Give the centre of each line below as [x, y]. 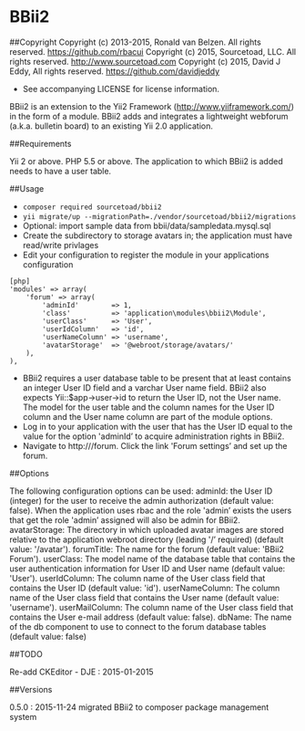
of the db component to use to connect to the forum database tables [138, 626]
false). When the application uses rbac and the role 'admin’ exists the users [151, 510]
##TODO [26, 653]
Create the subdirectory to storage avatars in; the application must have [158, 235]
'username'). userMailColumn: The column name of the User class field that [152, 607]
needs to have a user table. [61, 171]
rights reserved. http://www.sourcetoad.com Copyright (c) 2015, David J [145, 61]
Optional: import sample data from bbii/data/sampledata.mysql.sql [147, 225]
